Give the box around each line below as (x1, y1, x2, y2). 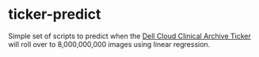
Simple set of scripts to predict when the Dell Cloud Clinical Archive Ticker (8, 31, 251, 41)
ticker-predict (8, 5, 101, 23)
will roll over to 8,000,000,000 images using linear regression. (8, 39, 211, 48)
